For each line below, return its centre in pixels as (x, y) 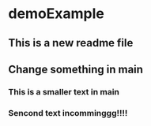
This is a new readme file (71, 43)
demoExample (56, 14)
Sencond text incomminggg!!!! (68, 113)
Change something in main (76, 69)
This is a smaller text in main (64, 91)
